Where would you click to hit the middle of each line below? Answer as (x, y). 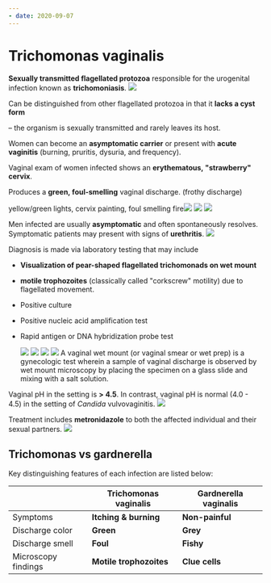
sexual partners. (35, 429)
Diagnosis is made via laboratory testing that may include (104, 249)
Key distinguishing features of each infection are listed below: (111, 474)
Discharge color (42, 531)
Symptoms (33, 518)
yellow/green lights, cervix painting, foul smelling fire (96, 208)
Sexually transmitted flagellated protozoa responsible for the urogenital (129, 78)
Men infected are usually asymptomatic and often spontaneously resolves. (133, 224)
